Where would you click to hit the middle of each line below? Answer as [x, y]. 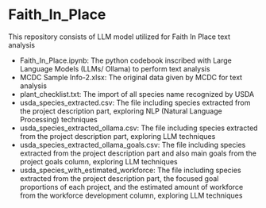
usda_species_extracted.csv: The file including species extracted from [135, 102]
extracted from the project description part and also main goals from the [138, 153]
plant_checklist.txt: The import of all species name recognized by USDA [137, 94]
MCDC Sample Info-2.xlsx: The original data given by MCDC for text [131, 77]
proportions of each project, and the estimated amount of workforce [131, 187]
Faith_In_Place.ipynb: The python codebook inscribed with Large [125, 60]
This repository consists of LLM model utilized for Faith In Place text [119, 37]
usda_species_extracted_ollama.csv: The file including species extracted [139, 128]
